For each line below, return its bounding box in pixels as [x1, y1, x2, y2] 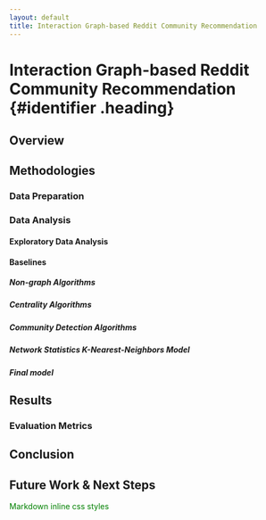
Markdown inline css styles [9, 501, 110, 512]
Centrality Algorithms [9, 300, 92, 310]
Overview [9, 133, 65, 148]
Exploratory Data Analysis [9, 235, 109, 246]
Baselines [9, 256, 47, 268]
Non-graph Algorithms [9, 277, 96, 288]
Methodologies [9, 163, 96, 178]
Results [9, 392, 53, 408]
